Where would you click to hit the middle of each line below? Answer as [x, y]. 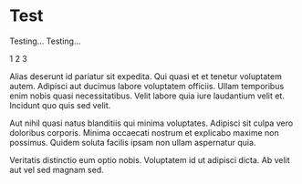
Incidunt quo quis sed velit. [60, 105]
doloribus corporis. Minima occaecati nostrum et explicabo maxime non [145, 132]
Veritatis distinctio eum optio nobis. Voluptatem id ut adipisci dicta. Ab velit [150, 159]
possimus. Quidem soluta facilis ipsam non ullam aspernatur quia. [133, 142]
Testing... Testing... [45, 41]
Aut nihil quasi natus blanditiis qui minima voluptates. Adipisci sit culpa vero [151, 123]
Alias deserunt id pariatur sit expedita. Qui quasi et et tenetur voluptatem [146, 76]
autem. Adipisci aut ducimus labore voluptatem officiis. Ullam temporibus [147, 86]
